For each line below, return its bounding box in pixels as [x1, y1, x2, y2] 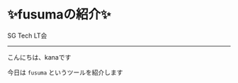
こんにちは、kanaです [7, 52, 72, 61]
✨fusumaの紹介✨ [7, 6, 111, 23]
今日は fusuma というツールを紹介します [7, 68, 123, 77]
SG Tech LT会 [7, 31, 47, 40]
